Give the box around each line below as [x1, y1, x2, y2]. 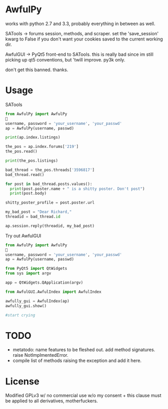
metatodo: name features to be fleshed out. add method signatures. [12, 347, 156, 353]
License [5, 375, 40, 387]
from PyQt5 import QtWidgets [5, 266, 67, 271]
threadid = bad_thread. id [5, 214, 60, 219]
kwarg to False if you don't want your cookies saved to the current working [5, 36, 163, 42]
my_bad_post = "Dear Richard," [5, 209, 72, 214]
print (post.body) [10, 191, 47, 196]
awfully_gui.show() [5, 303, 47, 308]
